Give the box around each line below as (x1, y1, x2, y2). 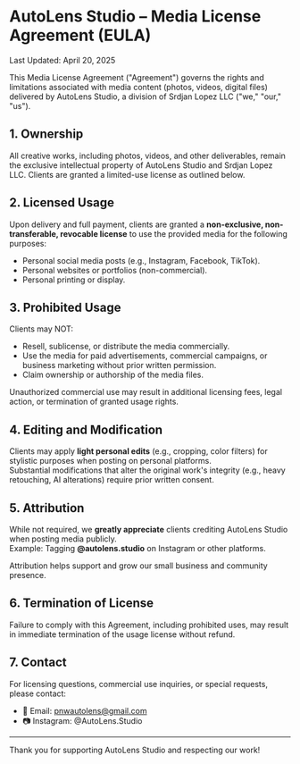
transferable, (9, 228, 59, 239)
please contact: (9, 688, 67, 699)
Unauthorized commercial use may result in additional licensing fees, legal (9, 387, 283, 398)
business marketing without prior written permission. (21, 360, 217, 371)
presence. (9, 570, 46, 580)
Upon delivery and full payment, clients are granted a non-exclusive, (9, 219, 263, 230)
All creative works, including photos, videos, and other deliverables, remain (9, 150, 286, 161)
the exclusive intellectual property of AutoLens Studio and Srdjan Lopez (9, 159, 273, 171)
